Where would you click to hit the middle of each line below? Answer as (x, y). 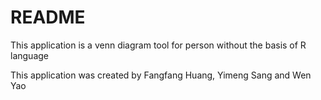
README (48, 17)
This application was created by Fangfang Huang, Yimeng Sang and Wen (161, 75)
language (29, 55)
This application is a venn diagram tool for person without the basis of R (158, 45)
